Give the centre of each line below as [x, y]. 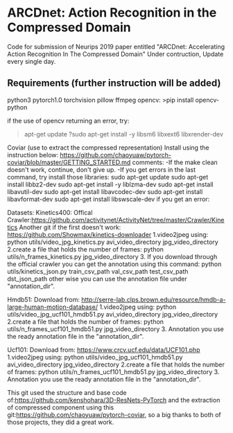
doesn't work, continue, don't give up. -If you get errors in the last [102, 169]
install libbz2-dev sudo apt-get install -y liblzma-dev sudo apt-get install [110, 184]
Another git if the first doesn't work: [70, 227]
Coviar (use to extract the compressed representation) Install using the [108, 148]
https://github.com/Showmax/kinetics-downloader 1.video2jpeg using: [108, 234]
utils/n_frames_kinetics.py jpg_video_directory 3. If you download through [112, 256]
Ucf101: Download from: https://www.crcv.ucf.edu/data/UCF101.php [104, 350]
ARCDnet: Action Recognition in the [112, 13]
